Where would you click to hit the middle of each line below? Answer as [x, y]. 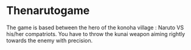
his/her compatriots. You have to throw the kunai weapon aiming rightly [96, 34]
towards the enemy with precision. [50, 40]
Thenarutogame [48, 11]
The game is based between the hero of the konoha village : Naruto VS [95, 27]
